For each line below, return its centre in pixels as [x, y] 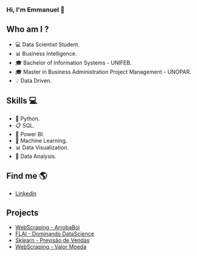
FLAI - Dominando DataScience [54, 234]
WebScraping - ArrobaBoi [47, 227]
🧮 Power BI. [29, 134]
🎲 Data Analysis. [36, 156]
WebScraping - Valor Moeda [51, 247]
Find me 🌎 [27, 176]
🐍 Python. [27, 119]
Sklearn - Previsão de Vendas [52, 240]
